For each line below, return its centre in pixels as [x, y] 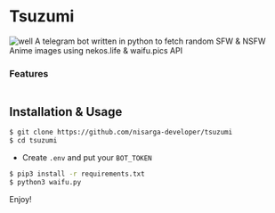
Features [29, 73]
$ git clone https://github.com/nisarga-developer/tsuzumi [121, 132]
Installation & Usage [66, 112]
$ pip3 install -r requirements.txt [77, 174]
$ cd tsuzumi [33, 140]
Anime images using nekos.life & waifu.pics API [96, 50]
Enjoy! [21, 199]
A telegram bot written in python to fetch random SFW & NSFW [150, 41]
